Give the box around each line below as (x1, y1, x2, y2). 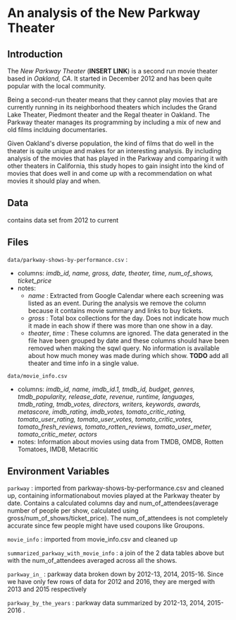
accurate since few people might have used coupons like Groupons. (7, 521, 205, 530)
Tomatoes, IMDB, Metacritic (17, 445, 99, 453)
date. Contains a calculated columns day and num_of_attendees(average (7, 499, 218, 508)
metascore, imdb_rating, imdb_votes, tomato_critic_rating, (17, 407, 187, 416)
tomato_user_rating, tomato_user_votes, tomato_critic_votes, (17, 415, 194, 423)
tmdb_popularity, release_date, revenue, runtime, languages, (17, 392, 195, 400)
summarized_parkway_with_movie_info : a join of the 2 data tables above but (7, 549, 224, 557)
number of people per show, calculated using (7, 506, 139, 515)
